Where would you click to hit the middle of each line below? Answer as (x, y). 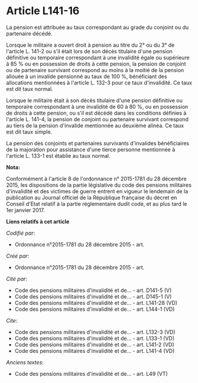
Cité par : (17, 278)
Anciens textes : (25, 362)
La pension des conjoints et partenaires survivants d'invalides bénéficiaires (98, 143)
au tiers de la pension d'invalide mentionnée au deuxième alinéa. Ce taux (95, 125)
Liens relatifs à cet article (38, 221)
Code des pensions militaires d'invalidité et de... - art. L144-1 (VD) (95, 309)
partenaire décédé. (29, 33)
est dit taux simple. (29, 132)
